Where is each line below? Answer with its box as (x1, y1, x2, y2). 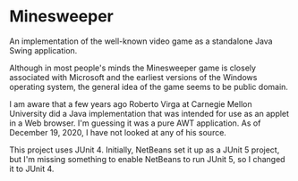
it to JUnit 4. (9, 163, 55, 174)
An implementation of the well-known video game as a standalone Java (9, 36, 273, 46)
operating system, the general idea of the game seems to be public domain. (9, 81, 289, 92)
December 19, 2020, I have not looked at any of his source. (9, 127, 226, 137)
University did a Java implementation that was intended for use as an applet (9, 108, 289, 119)
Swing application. (9, 45, 78, 55)
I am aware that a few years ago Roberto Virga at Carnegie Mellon (9, 98, 252, 109)
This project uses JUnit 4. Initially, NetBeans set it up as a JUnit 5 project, (9, 144, 280, 155)
